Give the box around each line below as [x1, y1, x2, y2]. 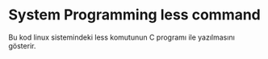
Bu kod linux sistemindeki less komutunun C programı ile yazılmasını [8, 32, 236, 42]
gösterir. [8, 40, 36, 50]
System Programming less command [8, 6, 261, 24]
